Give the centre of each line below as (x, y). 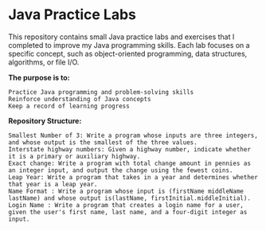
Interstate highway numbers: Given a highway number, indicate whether (129, 149)
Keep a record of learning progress (69, 106)
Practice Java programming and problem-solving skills (101, 92)
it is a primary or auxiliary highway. (74, 156)
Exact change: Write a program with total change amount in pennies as (129, 163)
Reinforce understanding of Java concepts (80, 99)
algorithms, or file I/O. (44, 62)
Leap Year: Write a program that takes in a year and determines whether (133, 177)
